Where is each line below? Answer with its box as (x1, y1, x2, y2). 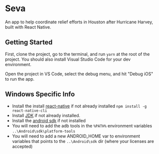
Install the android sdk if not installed (12, 118, 86, 123)
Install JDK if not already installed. (12, 112, 80, 118)
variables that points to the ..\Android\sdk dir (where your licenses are (12, 138, 154, 144)
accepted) (12, 143, 33, 149)
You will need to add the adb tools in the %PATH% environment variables (12, 122, 152, 129)
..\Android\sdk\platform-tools (12, 129, 76, 134)
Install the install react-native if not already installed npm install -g (12, 103, 147, 109)
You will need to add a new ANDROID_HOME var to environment (12, 133, 141, 139)
